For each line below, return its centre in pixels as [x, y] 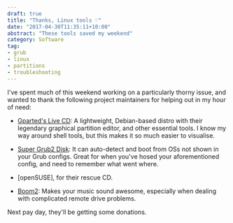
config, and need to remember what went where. [88, 164]
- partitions [26, 66]
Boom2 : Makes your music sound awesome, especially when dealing [117, 191]
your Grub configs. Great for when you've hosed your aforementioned [118, 156]
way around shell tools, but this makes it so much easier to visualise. [116, 135]
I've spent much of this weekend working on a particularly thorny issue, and [116, 92]
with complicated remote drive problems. [77, 198]
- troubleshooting [34, 72]
